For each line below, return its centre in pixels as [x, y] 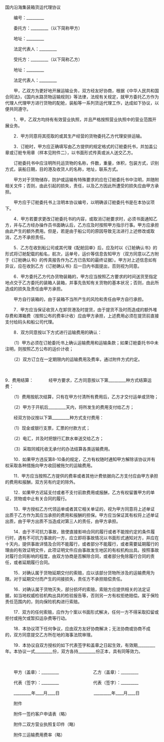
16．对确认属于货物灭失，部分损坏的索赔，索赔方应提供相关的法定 [80, 589]
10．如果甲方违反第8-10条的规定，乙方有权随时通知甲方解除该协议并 [82, 459]
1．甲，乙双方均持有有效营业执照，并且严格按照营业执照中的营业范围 [83, 119]
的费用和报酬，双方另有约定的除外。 [40, 482]
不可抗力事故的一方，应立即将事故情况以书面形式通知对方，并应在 [92, 538]
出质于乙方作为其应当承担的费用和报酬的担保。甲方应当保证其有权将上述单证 [82, 515]
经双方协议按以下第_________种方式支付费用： [59, 418]
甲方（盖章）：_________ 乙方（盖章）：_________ [76, 672]
